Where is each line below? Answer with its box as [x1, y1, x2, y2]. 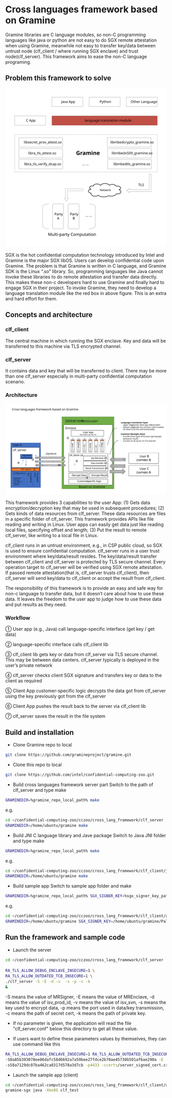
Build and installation [5, 728, 74, 737]
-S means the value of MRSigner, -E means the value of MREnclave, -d [5, 994, 155, 1000]
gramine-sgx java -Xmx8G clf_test [5, 1088, 79, 1093]
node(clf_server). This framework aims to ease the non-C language [5, 53, 147, 60]
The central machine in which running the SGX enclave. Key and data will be [5, 338, 166, 344]
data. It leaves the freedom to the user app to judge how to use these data [5, 596, 162, 603]
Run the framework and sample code [5, 933, 125, 942]
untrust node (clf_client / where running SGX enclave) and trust [5, 48, 139, 54]
